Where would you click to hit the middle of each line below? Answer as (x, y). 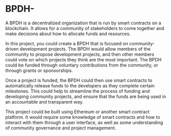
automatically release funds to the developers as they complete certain (80, 86)
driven (12, 49)
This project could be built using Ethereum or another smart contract (77, 112)
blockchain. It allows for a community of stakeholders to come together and (85, 28)
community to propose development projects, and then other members (80, 54)
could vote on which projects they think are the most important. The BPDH (83, 59)
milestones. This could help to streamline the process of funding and (78, 91)
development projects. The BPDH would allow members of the (85, 49)
